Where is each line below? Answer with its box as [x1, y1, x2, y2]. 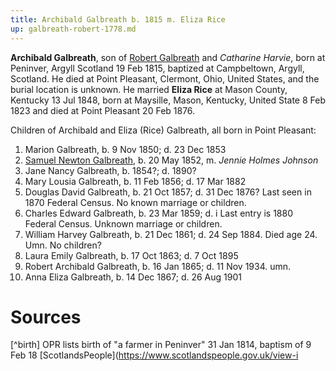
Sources [10, 306, 82, 328]
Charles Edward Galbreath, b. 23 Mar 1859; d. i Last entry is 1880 [24, 207, 293, 219]
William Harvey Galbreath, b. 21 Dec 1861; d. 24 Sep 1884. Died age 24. [24, 228, 318, 240]
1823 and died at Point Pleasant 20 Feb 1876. [10, 104, 196, 116]
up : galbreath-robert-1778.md [10, 24, 137, 34]
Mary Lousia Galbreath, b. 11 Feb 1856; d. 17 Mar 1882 [24, 175, 247, 187]
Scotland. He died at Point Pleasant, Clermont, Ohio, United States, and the [10, 72, 320, 85]
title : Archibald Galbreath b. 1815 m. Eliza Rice [10, 14, 226, 25]
